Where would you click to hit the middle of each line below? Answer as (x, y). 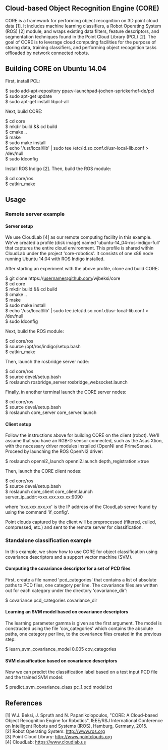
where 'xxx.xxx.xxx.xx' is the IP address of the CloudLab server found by (81, 507)
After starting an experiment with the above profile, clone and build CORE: (82, 269)
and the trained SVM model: (34, 677)
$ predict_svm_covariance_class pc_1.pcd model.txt (59, 687)
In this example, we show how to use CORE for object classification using (81, 552)
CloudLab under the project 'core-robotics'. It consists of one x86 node (79, 254)
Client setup (18, 424)
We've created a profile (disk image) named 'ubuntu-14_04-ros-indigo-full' (83, 243)
